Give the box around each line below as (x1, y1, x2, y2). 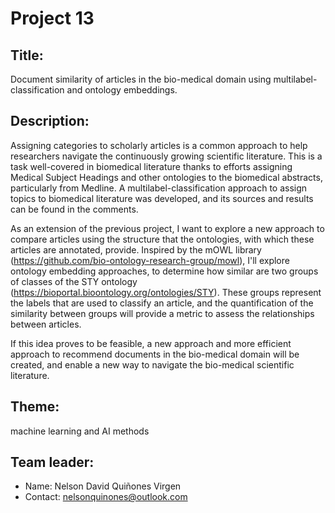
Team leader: (10, 454, 95, 471)
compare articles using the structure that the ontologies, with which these (10, 233, 315, 245)
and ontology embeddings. (66, 84, 178, 96)
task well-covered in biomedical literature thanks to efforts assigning (10, 160, 293, 172)
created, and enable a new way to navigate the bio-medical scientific (10, 358, 295, 371)
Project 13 (10, 7, 95, 30)
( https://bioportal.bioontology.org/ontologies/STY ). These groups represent (10, 286, 322, 298)
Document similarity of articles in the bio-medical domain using (10, 73, 272, 85)
